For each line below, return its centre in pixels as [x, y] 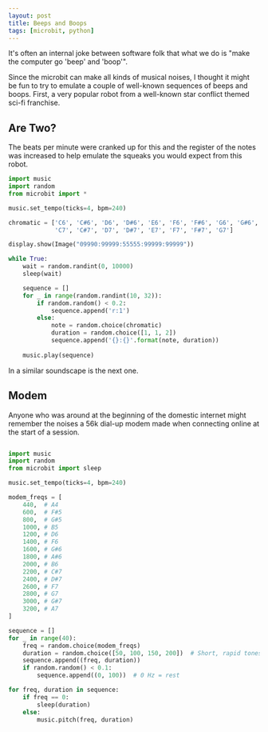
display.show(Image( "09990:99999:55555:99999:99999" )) [101, 245]
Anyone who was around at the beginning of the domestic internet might [127, 415]
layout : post [30, 16]
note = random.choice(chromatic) [106, 326]
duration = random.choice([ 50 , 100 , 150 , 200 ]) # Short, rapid [132, 653]
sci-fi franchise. [34, 103]
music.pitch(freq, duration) [85, 720]
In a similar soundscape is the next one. [73, 370]
